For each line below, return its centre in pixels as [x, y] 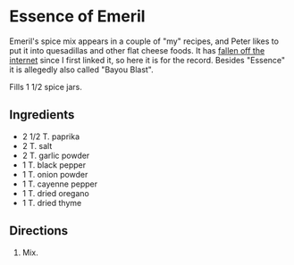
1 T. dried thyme [52, 203]
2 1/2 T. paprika [51, 137]
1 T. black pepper [54, 165]
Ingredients [42, 115]
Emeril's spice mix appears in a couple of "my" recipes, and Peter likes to [144, 41]
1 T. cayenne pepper [60, 184]
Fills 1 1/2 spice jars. [46, 87]
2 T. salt [37, 145]
